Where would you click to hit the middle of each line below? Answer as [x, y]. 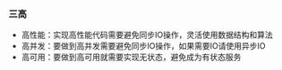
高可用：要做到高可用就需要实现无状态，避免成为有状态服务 [131, 57]
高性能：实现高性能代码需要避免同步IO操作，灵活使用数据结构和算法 [147, 35]
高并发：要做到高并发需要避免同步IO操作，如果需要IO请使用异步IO [143, 46]
